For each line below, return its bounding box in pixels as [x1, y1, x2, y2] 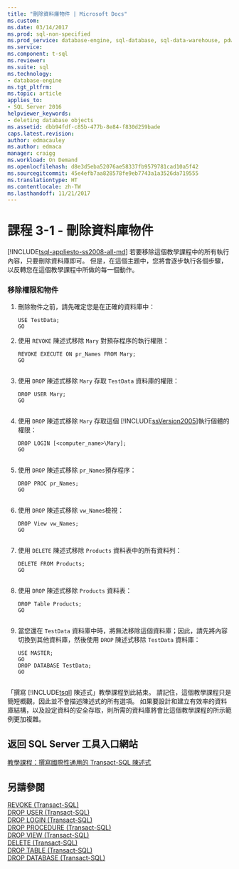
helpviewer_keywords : [7, 110, 72, 117]
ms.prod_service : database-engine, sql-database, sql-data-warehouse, [7, 37, 221, 44]
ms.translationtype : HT [7, 176, 78, 184]
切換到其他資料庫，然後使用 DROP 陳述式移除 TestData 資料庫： [17, 636, 201, 644]
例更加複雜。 [7, 715, 45, 723]
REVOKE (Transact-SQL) [7, 800, 80, 809]
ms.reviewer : [7, 57, 46, 64]
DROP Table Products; [17, 601, 82, 608]
